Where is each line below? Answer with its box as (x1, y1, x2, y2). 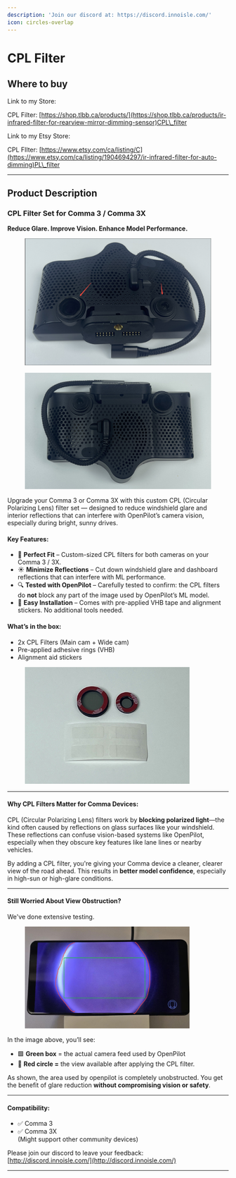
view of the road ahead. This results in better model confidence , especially (7, 866, 226, 875)
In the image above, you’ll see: (7, 1036, 96, 1044)
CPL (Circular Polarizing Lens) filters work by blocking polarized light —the (7, 815, 225, 824)
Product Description (7, 187, 98, 199)
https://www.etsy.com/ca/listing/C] (41, 145, 143, 154)
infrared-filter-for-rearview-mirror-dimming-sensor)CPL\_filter (7, 118, 188, 126)
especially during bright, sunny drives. (7, 519, 118, 527)
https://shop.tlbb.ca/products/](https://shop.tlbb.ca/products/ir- (41, 110, 227, 119)
